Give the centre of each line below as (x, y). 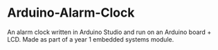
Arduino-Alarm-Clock (71, 13)
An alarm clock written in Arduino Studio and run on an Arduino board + (109, 32)
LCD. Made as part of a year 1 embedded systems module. (91, 39)
